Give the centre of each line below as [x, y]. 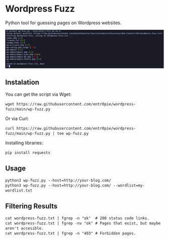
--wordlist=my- [129, 186]
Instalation [22, 82]
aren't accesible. [24, 228]
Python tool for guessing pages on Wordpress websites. [63, 23]
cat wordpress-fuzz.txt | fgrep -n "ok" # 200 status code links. [77, 218]
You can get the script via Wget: [38, 94]
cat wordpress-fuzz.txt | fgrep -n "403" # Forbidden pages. [71, 233]
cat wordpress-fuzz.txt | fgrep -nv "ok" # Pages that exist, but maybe [83, 223]
